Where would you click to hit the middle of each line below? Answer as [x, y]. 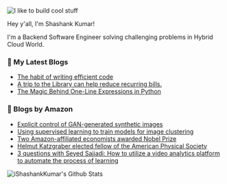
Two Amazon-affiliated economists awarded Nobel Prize [97, 139]
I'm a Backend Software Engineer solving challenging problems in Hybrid [110, 37]
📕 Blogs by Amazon [40, 109]
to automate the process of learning [68, 160]
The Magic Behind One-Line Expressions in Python [89, 92]
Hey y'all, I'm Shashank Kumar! [51, 24]
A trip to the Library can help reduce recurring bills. [89, 84]
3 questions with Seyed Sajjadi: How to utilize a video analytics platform [119, 153]
